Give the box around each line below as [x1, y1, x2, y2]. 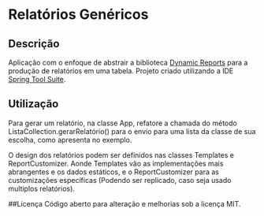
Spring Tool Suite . [8, 75, 66, 84]
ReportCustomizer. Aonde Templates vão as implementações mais [8, 158, 224, 168]
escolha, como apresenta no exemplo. [8, 135, 132, 144]
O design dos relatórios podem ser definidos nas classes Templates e [8, 150, 235, 159]
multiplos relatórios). [8, 184, 75, 193]
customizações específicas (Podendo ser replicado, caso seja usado [8, 175, 232, 184]
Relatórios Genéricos [8, 6, 149, 24]
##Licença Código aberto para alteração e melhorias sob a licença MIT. [8, 199, 241, 208]
